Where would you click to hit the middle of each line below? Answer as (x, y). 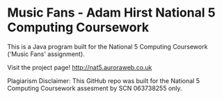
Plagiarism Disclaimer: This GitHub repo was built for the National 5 (104, 80)
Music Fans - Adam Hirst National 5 (111, 13)
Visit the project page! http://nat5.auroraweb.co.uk (80, 67)
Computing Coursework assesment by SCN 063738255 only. (95, 88)
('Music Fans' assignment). (46, 54)
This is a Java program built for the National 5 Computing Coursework (108, 46)
